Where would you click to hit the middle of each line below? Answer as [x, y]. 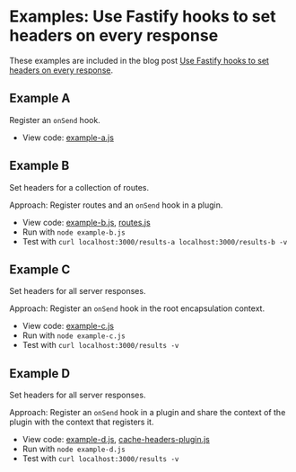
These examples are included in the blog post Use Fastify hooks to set [139, 60]
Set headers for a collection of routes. [79, 187]
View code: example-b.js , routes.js [86, 222]
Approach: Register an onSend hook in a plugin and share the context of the [148, 413]
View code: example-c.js [68, 326]
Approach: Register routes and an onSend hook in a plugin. [116, 205]
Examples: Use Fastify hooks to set [143, 17]
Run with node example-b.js [74, 232]
